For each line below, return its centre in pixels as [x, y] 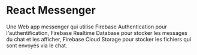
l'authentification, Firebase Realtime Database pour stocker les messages [97, 33]
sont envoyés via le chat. [37, 46]
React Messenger [51, 10]
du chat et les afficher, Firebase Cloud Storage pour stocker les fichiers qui [99, 39]
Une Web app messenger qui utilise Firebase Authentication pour [87, 27]
